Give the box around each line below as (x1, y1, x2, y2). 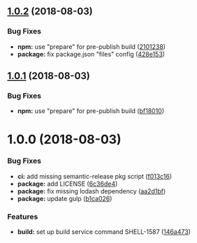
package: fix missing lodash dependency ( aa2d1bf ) (17, 186, 166, 195)
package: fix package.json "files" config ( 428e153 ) (17, 50, 166, 58)
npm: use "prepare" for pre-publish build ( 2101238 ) (17, 42, 166, 51)
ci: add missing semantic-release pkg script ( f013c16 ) (17, 172, 173, 180)
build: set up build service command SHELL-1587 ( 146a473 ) (17, 228, 191, 236)
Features (7, 212, 38, 221)
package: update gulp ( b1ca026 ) (17, 194, 112, 202)
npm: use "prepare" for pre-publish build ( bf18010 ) (17, 107, 165, 115)
